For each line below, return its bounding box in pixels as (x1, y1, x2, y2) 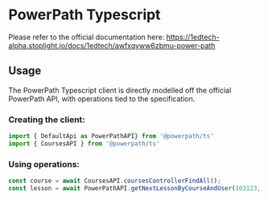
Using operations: (8, 158, 80, 169)
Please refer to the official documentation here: (8, 32, 165, 42)
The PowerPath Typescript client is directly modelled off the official (8, 85, 232, 95)
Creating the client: (8, 114, 86, 125)
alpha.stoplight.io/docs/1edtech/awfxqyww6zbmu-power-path (8, 40, 216, 50)
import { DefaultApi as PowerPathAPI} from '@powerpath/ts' (8, 133, 215, 141)
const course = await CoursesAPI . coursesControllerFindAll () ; (8, 177, 221, 186)
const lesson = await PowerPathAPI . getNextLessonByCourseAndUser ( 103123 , (8, 184, 262, 192)
